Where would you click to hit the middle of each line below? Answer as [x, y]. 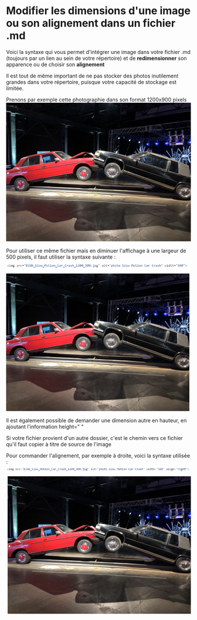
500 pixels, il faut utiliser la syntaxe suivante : [61, 257]
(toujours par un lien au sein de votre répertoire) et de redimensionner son [96, 58]
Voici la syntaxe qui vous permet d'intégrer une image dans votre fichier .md [98, 52]
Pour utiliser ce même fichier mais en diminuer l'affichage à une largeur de [96, 250]
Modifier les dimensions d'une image [98, 11]
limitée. [15, 88]
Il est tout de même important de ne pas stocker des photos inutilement [92, 76]
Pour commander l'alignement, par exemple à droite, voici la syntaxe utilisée [98, 455]
